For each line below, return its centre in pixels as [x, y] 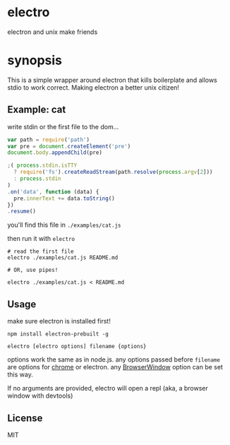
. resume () [22, 212]
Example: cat [37, 110]
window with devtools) [40, 396]
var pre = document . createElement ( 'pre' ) [69, 146]
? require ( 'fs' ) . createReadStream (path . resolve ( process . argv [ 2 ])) [113, 172]
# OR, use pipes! [33, 270]
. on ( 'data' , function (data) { [53, 191]
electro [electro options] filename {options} [77, 347]
